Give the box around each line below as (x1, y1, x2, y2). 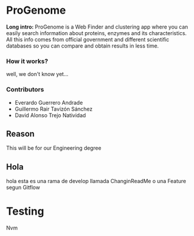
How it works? (6, 57, 49, 65)
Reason (6, 128, 35, 139)
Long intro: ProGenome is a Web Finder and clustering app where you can (6, 23, 189, 30)
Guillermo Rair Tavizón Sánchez (14, 105, 93, 112)
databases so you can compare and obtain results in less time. (6, 42, 159, 49)
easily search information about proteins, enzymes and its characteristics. (6, 29, 187, 36)
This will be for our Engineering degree (6, 144, 102, 152)
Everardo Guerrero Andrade (14, 99, 83, 106)
